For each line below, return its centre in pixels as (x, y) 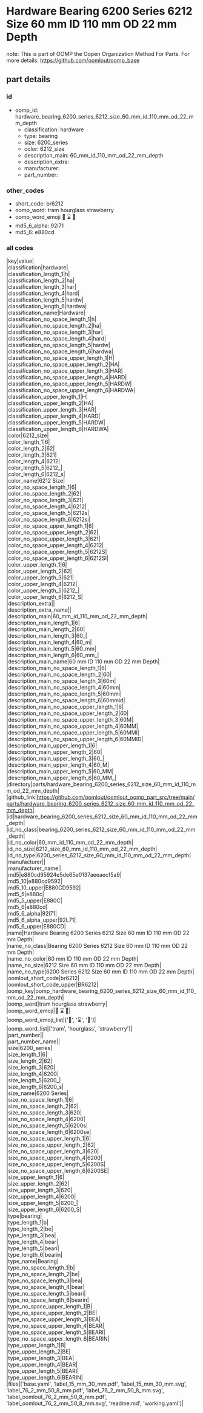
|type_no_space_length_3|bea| (45, 1280)
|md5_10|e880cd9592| (34, 881)
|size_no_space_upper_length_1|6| (49, 1139)
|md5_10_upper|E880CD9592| (44, 888)
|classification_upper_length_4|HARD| (53, 416)
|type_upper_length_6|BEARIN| (45, 1378)
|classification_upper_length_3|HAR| (52, 410)
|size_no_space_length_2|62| (42, 1106)
